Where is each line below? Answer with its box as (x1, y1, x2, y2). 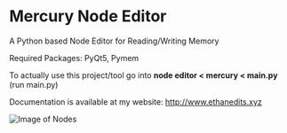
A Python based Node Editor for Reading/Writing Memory (9, 35, 219, 46)
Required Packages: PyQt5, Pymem (9, 52, 140, 63)
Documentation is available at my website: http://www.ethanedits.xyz (9, 96, 262, 107)
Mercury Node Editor (9, 6, 167, 27)
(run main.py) (9, 79, 59, 90)
